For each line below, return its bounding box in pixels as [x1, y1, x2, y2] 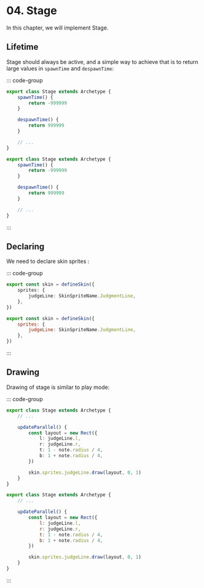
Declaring [6, 241, 45, 252]
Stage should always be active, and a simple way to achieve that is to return [6, 58, 198, 65]
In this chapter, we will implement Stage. [6, 24, 109, 31]
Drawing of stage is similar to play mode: [6, 383, 110, 391]
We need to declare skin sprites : [6, 257, 90, 265]
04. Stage [6, 4, 57, 18]
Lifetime [6, 42, 39, 52]
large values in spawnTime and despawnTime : [6, 65, 114, 72]
